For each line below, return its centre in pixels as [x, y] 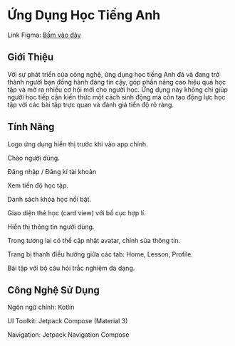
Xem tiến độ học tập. [38, 185]
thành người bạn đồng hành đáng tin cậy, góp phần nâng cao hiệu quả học [117, 82]
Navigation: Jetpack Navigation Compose [68, 335]
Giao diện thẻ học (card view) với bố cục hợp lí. [77, 212]
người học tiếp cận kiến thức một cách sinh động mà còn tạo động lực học [116, 97]
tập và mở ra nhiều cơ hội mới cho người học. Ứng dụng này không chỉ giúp [117, 90]
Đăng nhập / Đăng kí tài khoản [52, 171]
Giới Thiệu [31, 57]
